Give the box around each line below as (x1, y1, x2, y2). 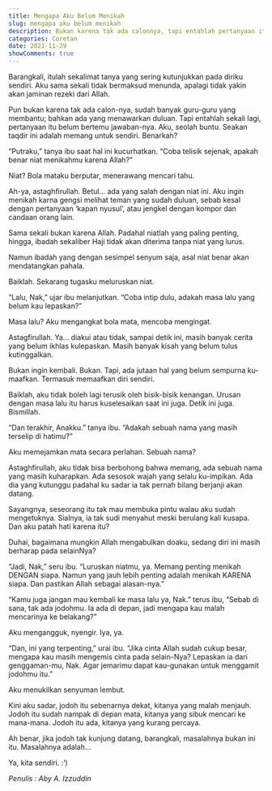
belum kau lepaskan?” (8, 301, 83, 311)
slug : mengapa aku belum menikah (8, 19, 121, 28)
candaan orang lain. (8, 213, 75, 221)
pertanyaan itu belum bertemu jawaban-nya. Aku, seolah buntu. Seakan (8, 123, 249, 131)
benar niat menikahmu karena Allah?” (8, 155, 134, 165)
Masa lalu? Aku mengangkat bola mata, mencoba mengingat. (8, 317, 212, 326)
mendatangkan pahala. (8, 261, 85, 270)
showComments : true (8, 49, 74, 58)
